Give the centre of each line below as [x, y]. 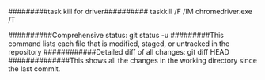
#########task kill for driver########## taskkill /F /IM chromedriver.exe [131, 11]
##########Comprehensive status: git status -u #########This [116, 35]
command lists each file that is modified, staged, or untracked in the [119, 44]
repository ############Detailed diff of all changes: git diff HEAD [119, 52]
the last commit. [34, 69]
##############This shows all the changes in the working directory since [132, 60]
